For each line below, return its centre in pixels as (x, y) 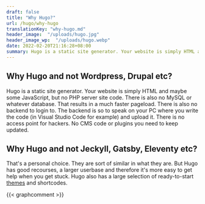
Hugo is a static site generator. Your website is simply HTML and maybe (97, 91)
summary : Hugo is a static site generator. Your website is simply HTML (101, 52)
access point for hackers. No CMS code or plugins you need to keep (92, 123)
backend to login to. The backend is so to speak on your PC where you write (102, 110)
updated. (18, 130)
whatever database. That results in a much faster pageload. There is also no (102, 104)
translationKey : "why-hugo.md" (46, 29)
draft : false (23, 12)
